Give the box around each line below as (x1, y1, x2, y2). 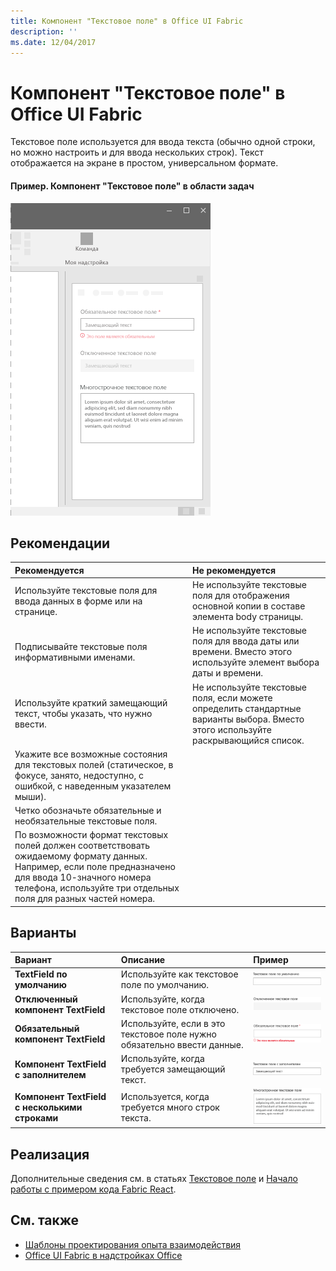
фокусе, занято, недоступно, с (14, 769, 145, 781)
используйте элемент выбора (192, 656, 320, 669)
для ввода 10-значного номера (14, 871, 152, 884)
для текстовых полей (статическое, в (14, 758, 174, 770)
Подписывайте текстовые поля (14, 640, 148, 652)
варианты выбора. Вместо (192, 713, 305, 725)
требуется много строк (120, 1101, 220, 1113)
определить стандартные (192, 702, 302, 714)
